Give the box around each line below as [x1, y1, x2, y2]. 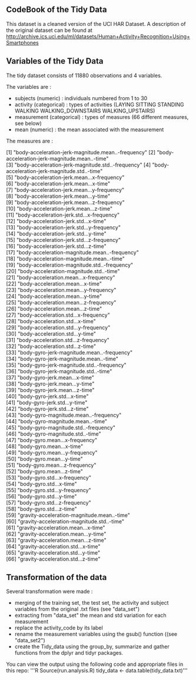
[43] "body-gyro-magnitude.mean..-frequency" [6, 412, 122, 419]
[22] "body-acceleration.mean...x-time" [6, 280, 102, 287]
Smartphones [6, 39, 39, 46]
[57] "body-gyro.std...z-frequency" [6, 499, 91, 506]
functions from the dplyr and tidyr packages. [14, 649, 124, 656]
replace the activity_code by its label [14, 624, 103, 632]
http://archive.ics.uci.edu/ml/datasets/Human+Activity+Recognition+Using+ [6, 32, 190, 40]
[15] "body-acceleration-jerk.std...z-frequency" [6, 236, 121, 243]
